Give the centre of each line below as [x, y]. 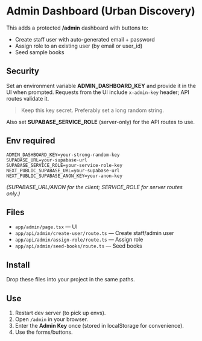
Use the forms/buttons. [44, 332]
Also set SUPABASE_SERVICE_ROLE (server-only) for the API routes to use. [100, 122]
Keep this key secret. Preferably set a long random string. [93, 110]
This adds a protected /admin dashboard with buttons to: [77, 28]
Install [18, 265]
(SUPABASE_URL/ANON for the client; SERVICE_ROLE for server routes [94, 187]
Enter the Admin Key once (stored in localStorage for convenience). [99, 326]
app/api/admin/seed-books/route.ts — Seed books [79, 246]
